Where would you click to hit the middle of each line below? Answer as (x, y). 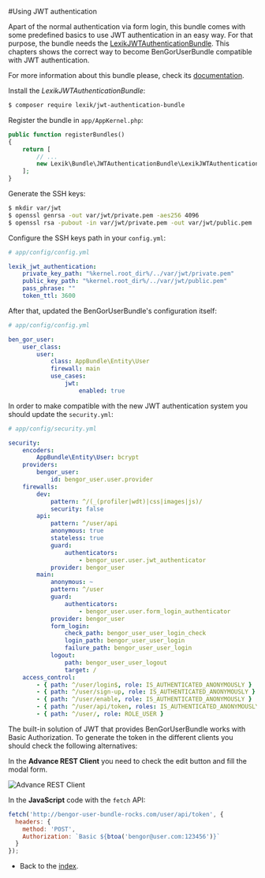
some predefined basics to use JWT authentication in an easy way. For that (131, 35)
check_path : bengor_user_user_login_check (135, 634)
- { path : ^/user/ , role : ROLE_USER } (100, 714)
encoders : (39, 450)
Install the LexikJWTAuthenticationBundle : (77, 91)
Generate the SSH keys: (47, 193)
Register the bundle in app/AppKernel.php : (76, 120)
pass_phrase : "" (49, 288)
